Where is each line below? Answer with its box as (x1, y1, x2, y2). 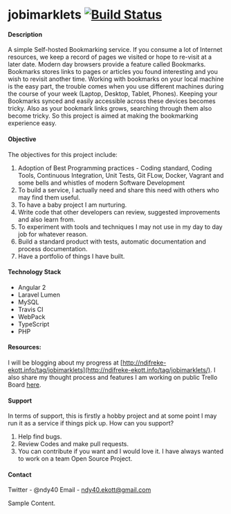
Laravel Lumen (17, 291, 61, 299)
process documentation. (17, 244, 88, 253)
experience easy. (8, 119, 57, 127)
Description (8, 30, 43, 38)
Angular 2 (17, 283, 46, 291)
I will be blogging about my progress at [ (8, 358, 123, 367)
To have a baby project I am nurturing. (17, 201, 127, 209)
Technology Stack (8, 268, 62, 276)
